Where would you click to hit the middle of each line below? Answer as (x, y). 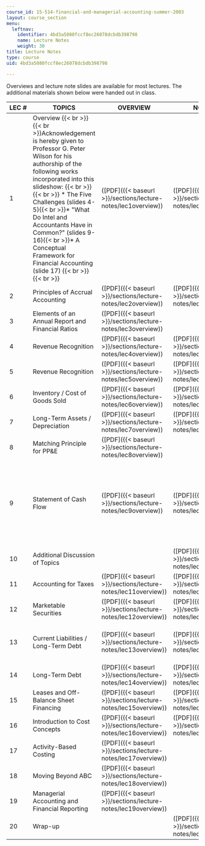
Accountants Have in (63, 225)
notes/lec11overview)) (134, 592)
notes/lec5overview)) (132, 379)
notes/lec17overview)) (134, 758)
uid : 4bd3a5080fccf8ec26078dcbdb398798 (57, 63)
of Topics (46, 562)
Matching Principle (59, 443)
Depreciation (51, 425)
